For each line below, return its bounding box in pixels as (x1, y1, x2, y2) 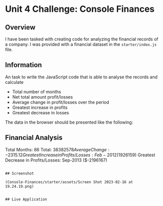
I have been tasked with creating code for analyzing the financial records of (5, 36, 159, 42)
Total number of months (12, 89, 62, 95)
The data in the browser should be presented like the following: (5, 119, 133, 125)
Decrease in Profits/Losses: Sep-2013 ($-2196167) (5, 157, 107, 163)
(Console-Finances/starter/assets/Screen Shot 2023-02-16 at (5, 179, 133, 184)
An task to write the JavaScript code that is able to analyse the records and (5, 74, 158, 80)
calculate (5, 79, 24, 85)
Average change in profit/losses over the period (12, 99, 109, 105)
